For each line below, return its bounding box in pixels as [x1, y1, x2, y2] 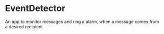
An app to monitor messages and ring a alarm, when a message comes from [5, 19, 159, 24]
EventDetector [5, 3, 66, 14]
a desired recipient [5, 23, 43, 29]
